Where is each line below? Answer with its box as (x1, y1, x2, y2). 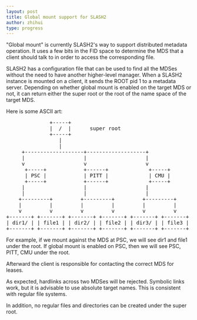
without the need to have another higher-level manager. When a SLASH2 (6, 71, 182, 78)
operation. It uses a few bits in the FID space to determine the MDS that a (6, 48, 184, 55)
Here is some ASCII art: (6, 108, 63, 115)
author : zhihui (6, 19, 44, 25)
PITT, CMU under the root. (6, 249, 71, 256)
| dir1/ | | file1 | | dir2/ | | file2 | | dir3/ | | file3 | (6, 219, 189, 226)
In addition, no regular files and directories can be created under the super (6, 302, 187, 309)
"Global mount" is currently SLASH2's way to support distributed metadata (6, 41, 188, 48)
